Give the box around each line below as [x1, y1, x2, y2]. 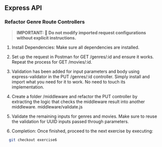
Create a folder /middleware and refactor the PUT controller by [11, 93, 138, 99]
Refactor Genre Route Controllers [4, 19, 85, 25]
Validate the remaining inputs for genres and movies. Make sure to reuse [11, 113, 158, 119]
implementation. [11, 84, 44, 90]
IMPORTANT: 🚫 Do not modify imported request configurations [16, 29, 146, 36]
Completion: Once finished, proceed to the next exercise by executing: [11, 128, 154, 134]
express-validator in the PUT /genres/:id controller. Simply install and [11, 73, 150, 80]
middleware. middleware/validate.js [11, 104, 83, 109]
